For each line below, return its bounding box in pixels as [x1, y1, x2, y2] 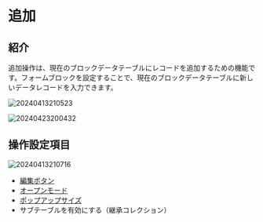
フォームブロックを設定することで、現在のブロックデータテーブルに [20, 73, 240, 82]
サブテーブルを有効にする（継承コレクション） [19, 205, 171, 214]
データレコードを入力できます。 [14, 83, 118, 92]
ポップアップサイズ [19, 195, 82, 205]
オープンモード [19, 185, 68, 195]
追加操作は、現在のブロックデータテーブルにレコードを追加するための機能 [8, 64, 249, 72]
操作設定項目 [8, 138, 71, 151]
